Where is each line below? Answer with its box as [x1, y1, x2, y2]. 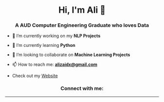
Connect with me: [60, 85, 104, 92]
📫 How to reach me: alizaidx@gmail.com [12, 61, 98, 67]
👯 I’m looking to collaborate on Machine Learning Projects [12, 52, 130, 58]
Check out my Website [12, 73, 58, 79]
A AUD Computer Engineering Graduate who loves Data [15, 22, 149, 29]
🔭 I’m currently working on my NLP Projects [12, 33, 101, 39]
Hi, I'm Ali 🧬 [58, 4, 106, 16]
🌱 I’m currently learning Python [12, 42, 76, 48]
